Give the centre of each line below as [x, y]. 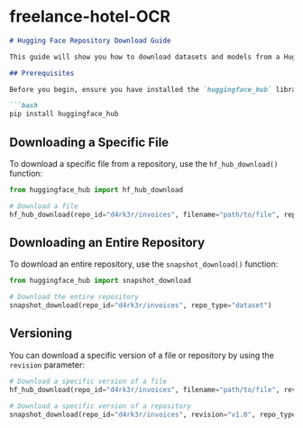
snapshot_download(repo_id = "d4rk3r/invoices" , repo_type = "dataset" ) [141, 305]
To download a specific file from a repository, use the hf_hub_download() [144, 164]
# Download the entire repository [74, 297]
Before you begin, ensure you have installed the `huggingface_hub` [141, 89]
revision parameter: [47, 364]
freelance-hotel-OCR [90, 17]
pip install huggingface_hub [64, 114]
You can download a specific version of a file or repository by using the [142, 355]
